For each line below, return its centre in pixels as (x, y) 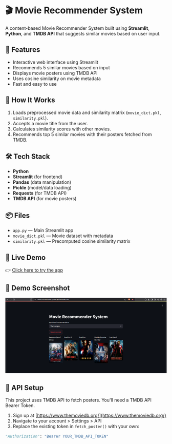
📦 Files (18, 215)
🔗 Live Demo (26, 257)
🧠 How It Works (30, 100)
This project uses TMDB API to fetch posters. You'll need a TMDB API (79, 400)
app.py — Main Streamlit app (43, 230)
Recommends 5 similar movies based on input (61, 67)
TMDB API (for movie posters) (45, 199)
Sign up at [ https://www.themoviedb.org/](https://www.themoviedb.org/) (89, 416)
